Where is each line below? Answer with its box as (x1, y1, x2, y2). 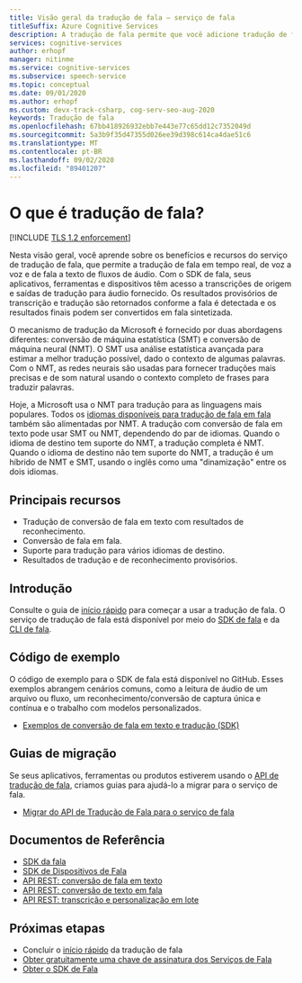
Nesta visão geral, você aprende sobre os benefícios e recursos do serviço (9, 249, 288, 261)
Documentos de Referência (9, 832, 165, 847)
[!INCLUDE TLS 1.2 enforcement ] (9, 232, 131, 243)
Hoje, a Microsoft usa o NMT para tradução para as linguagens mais (9, 400, 262, 410)
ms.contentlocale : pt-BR (9, 147, 102, 156)
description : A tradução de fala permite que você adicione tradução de (9, 30, 288, 39)
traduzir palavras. (9, 382, 75, 392)
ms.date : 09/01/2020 (9, 88, 87, 97)
